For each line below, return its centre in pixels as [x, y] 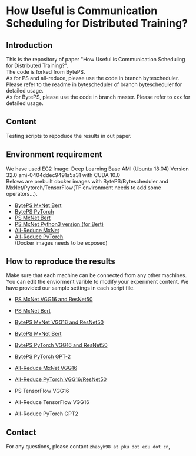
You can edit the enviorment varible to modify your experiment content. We [97, 282]
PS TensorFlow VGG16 [42, 391]
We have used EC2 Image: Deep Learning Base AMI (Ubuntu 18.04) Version [98, 169]
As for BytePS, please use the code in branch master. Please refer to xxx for [98, 97]
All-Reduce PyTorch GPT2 [46, 414]
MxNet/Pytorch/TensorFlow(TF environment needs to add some [84, 188]
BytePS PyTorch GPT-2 [43, 357]
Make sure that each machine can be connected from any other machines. [97, 275]
